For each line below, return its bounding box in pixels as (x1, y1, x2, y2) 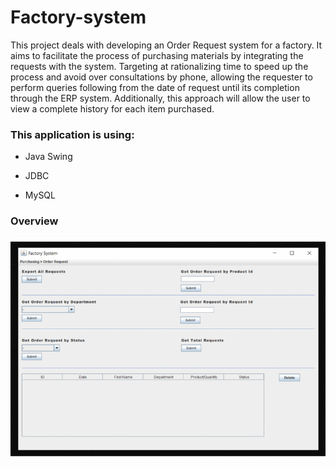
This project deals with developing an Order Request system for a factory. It (10, 39, 323, 51)
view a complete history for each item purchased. (10, 102, 215, 115)
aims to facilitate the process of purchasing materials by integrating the (10, 49, 304, 61)
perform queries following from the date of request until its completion (10, 81, 300, 93)
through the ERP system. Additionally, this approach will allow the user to (10, 92, 311, 104)
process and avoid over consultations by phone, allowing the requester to (10, 71, 313, 83)
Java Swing (24, 151, 73, 163)
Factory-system (10, 6, 147, 29)
